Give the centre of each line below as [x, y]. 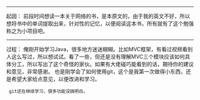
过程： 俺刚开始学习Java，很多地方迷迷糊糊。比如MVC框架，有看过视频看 [97, 49]
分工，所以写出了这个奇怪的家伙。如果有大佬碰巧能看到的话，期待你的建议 [102, 64]
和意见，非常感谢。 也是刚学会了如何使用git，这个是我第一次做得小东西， [96, 71]
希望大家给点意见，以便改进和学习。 [55, 79]
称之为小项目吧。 [27, 31]
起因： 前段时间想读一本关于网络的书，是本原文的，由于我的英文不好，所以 [98, 16]
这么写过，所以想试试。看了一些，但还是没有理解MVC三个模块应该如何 [98, 57]
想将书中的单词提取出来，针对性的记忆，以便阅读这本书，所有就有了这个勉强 [100, 24]
